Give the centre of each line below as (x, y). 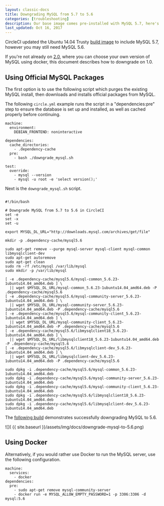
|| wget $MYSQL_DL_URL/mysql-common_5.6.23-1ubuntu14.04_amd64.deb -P (83, 288)
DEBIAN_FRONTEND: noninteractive (48, 132)
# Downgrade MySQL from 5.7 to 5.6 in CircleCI (55, 210)
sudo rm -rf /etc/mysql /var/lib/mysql (46, 266)
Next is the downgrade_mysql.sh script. (43, 188)
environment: (23, 128)
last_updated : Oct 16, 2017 (34, 28)
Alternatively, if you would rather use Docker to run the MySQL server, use (80, 454)
